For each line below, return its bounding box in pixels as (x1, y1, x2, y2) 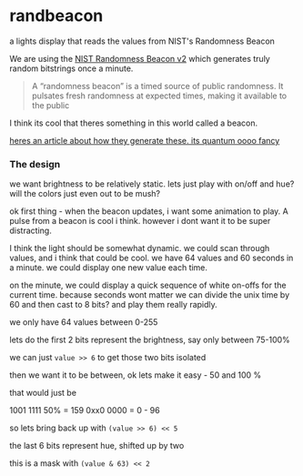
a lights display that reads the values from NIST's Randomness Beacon (9, 35, 276, 46)
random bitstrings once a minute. (9, 63, 134, 74)
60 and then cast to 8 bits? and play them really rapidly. (9, 299, 218, 310)
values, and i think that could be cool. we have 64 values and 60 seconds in (9, 252, 294, 264)
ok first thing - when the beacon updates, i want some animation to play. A (9, 206, 288, 217)
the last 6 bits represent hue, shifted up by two (9, 441, 185, 451)
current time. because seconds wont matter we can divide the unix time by (9, 289, 290, 300)
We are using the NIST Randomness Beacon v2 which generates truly (9, 53, 270, 64)
